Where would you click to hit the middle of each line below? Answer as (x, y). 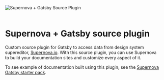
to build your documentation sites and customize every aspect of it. (73, 57)
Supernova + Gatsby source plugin (77, 34)
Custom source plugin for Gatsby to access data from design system (75, 47)
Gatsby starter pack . (26, 72)
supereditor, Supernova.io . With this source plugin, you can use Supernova (81, 52)
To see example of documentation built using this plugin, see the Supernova (82, 67)
